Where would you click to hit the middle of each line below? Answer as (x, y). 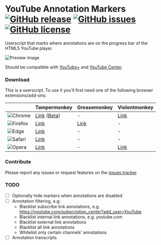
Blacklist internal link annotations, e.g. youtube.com (71, 217)
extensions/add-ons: (26, 95)
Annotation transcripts (34, 237)
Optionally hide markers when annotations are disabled (67, 195)
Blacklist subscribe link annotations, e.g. (60, 206)
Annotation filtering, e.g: (36, 201)
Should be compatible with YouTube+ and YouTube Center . (64, 67)
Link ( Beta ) (48, 116)
